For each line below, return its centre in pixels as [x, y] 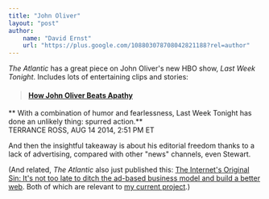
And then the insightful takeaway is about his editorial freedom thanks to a [132, 146]
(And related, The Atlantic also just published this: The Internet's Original [129, 170]
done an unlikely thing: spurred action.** [76, 122]
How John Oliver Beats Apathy [80, 95]
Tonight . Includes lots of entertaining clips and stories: [99, 77]
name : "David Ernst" [57, 38]
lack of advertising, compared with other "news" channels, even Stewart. [130, 154]
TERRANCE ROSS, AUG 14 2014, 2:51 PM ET [81, 130]
